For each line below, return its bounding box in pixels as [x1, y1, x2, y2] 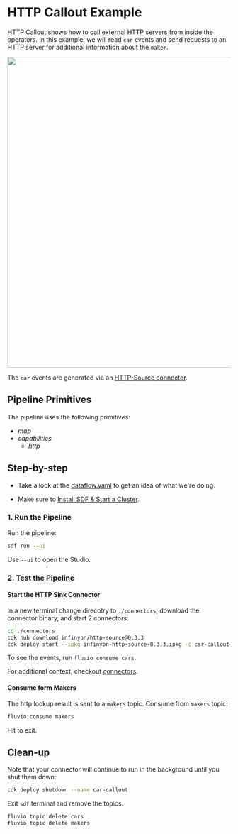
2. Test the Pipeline [7, 573, 75, 583]
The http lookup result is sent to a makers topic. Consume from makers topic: [7, 699, 228, 708]
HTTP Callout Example [7, 4, 142, 21]
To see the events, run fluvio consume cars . [7, 654, 137, 662]
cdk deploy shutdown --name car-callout [7, 786, 129, 794]
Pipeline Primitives [7, 394, 92, 406]
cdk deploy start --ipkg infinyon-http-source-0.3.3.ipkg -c [7, 640, 192, 648]
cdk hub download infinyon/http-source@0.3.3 [7, 634, 144, 641]
